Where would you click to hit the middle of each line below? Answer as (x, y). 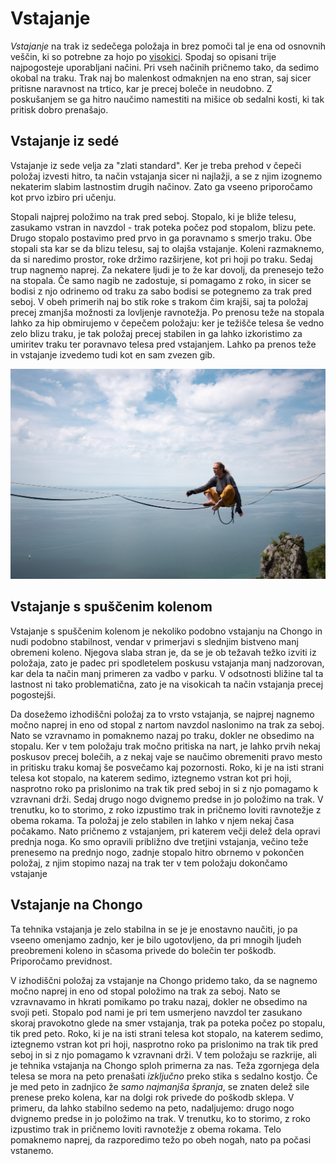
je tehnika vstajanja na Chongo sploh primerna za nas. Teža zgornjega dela (165, 1065)
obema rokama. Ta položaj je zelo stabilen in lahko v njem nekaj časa (152, 820)
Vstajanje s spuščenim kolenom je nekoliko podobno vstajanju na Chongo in (166, 631)
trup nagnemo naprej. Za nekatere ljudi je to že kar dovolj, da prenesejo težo (167, 269)
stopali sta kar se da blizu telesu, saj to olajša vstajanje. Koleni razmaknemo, (167, 248)
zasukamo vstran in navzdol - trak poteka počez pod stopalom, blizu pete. (163, 227)
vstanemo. (32, 1150)
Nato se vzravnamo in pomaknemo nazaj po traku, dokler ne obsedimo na (162, 735)
